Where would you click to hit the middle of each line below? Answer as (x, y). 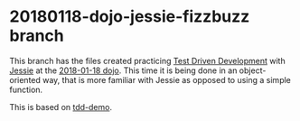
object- (253, 70)
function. (26, 89)
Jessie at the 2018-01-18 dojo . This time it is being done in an (123, 70)
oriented (25, 79)
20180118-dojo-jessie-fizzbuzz (130, 17)
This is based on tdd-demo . (61, 107)
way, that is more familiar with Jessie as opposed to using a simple (167, 79)
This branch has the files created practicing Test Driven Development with (148, 60)
